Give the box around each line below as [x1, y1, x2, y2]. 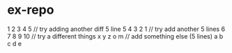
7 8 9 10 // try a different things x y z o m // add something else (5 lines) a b [7, 32, 224, 40]
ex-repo [7, 2, 54, 18]
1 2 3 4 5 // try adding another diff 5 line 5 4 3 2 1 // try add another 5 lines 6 [7, 25, 225, 33]
